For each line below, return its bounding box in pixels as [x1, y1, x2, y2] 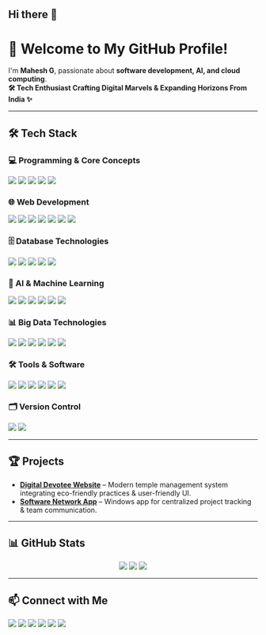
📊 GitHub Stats [8, 537, 85, 549]
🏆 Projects [8, 455, 65, 469]
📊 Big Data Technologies [8, 316, 107, 327]
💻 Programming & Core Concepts [8, 155, 141, 166]
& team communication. [19, 505, 97, 515]
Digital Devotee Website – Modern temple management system [19, 480, 228, 489]
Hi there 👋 [8, 8, 58, 21]
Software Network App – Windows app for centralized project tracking [19, 496, 252, 506]
